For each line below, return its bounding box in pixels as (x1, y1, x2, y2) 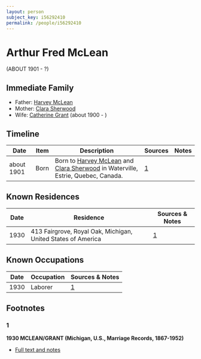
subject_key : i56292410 (6, 14, 66, 20)
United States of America (31, 235, 102, 243)
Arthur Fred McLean (6, 45, 109, 59)
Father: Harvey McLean (14, 99, 73, 106)
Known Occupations (6, 255, 84, 265)
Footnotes (6, 303, 45, 313)
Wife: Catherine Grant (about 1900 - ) (14, 111, 107, 118)
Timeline (6, 129, 40, 139)
